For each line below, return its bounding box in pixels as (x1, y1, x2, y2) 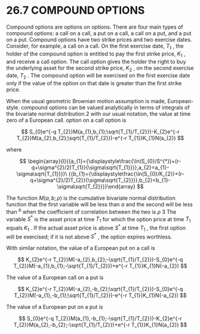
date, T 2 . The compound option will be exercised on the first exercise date (6, 72, 190, 81)
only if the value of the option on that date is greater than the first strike (6, 80, 182, 87)
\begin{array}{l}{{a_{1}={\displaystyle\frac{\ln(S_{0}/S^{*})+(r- (27, 157, 181, 165)
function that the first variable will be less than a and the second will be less (6, 201, 193, 208)
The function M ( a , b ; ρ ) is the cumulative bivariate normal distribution (6, 194, 176, 202)
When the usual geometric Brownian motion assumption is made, (6, 98, 167, 105)
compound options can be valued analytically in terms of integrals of (20, 104, 190, 111)
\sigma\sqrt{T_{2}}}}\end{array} (57, 183, 136, 190)
